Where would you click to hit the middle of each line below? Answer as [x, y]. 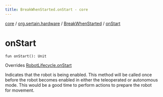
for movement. [20, 90]
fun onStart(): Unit [26, 56]
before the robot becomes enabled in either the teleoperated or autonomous [81, 80]
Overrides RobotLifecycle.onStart [38, 65]
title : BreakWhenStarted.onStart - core [47, 10]
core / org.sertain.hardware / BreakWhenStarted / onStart [63, 23]
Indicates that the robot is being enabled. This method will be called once [79, 75]
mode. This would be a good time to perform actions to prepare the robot [78, 85]
